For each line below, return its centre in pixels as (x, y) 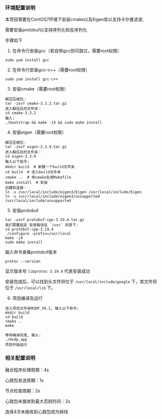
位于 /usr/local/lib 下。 (30, 288)
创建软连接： (16, 188)
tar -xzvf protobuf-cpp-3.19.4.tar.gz (45, 220)
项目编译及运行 (27, 298)
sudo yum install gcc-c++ (31, 79)
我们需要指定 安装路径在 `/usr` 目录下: (42, 225)
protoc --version (23, 261)
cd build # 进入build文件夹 (33, 172)
